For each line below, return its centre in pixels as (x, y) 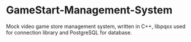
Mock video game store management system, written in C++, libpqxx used (96, 26)
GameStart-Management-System (89, 10)
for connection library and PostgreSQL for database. (69, 32)
